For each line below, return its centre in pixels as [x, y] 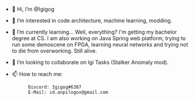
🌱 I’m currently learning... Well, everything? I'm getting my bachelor [94, 32]
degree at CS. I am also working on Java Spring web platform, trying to [99, 38]
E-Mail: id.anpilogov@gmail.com [68, 92]
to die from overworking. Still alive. [54, 51]
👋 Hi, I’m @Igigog [33, 9]
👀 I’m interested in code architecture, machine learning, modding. [92, 20]
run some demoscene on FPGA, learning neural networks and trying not [100, 45]
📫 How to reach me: [37, 74]
